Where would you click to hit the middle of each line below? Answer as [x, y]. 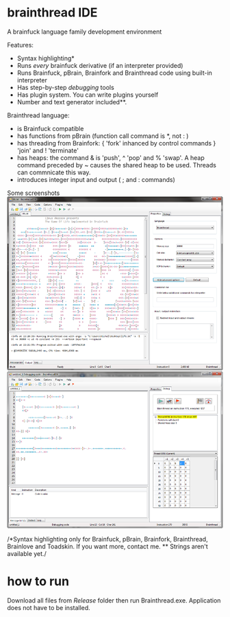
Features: [21, 45]
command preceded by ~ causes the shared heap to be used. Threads [117, 165]
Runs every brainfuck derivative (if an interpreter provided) [100, 65]
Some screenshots [34, 193]
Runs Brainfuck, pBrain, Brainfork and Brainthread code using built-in [114, 73]
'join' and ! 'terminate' [48, 150]
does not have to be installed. [49, 608]
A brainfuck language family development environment [85, 32]
